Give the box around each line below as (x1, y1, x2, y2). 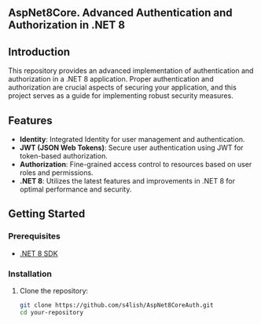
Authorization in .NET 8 (8, 19, 126, 32)
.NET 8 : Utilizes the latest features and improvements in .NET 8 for (19, 177, 236, 186)
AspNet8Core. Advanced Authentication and (8, 6, 233, 20)
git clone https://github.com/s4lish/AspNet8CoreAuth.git (19, 301, 214, 309)
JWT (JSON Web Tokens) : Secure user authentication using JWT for (19, 143, 244, 152)
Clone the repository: (19, 286, 89, 295)
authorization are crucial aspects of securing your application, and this (8, 82, 237, 93)
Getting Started (8, 207, 86, 220)
